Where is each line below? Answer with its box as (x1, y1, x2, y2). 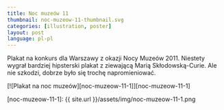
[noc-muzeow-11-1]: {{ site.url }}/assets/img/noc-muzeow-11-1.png (7, 95, 196, 103)
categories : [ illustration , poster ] (7, 23, 112, 29)
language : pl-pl (7, 36, 53, 42)
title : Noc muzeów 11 (7, 10, 69, 17)
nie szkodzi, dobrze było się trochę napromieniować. (7, 69, 156, 77)
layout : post (7, 29, 45, 36)
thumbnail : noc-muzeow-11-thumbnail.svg (7, 16, 125, 23)
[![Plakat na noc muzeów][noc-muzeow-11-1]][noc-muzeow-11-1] (7, 82, 190, 90)
